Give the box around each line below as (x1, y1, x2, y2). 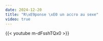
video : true (5, 16, 30, 21)
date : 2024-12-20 (5, 7, 42, 12)
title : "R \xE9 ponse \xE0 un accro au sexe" (5, 12, 99, 17)
